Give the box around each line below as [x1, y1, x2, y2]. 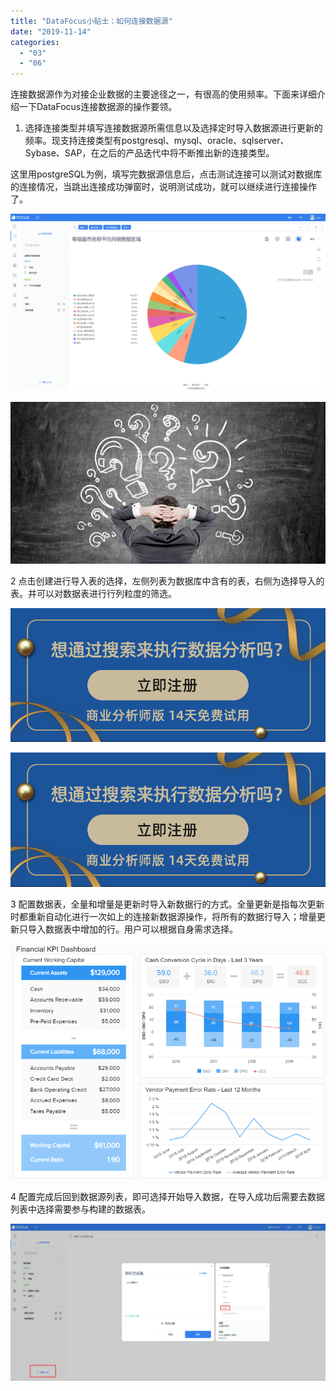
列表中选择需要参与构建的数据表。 [10, 1203, 151, 1215]
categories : [10, 37, 60, 47]
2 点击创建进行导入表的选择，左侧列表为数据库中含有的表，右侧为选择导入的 [10, 575, 325, 587]
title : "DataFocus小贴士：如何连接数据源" [10, 16, 173, 26]
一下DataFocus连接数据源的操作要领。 [18, 101, 178, 113]
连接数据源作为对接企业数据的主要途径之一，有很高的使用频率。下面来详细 [10, 88, 317, 100]
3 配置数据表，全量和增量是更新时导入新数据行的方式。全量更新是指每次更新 [10, 898, 325, 910]
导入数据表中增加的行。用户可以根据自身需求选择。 [27, 923, 238, 935]
